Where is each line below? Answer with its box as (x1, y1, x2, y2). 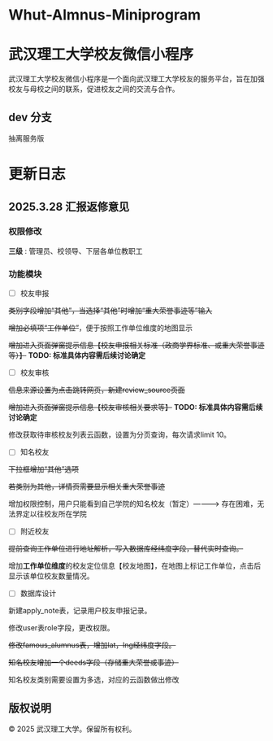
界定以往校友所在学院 (15, 509, 87, 519)
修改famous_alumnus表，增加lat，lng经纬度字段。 (8, 640, 176, 650)
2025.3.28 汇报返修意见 (8, 199, 130, 213)
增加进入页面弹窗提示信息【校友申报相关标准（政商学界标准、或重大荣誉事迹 (8, 340, 265, 351)
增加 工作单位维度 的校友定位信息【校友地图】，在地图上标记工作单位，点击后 (8, 561, 262, 571)
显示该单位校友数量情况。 (8, 571, 94, 581)
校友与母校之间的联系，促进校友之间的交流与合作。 (8, 84, 180, 94)
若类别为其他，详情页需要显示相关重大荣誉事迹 (8, 482, 165, 491)
